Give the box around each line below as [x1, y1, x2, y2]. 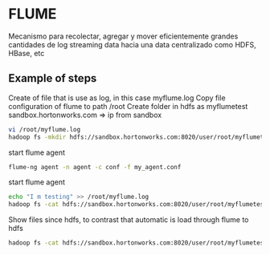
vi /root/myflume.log [8, 125, 81, 133]
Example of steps [8, 71, 97, 85]
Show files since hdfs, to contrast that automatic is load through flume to [8, 215, 249, 225]
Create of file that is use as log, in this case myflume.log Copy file [8, 93, 227, 103]
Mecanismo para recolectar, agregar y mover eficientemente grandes [8, 31, 239, 41]
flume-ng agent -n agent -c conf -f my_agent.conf [8, 163, 182, 171]
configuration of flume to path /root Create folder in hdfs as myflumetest [8, 101, 248, 111]
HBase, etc [8, 48, 45, 58]
